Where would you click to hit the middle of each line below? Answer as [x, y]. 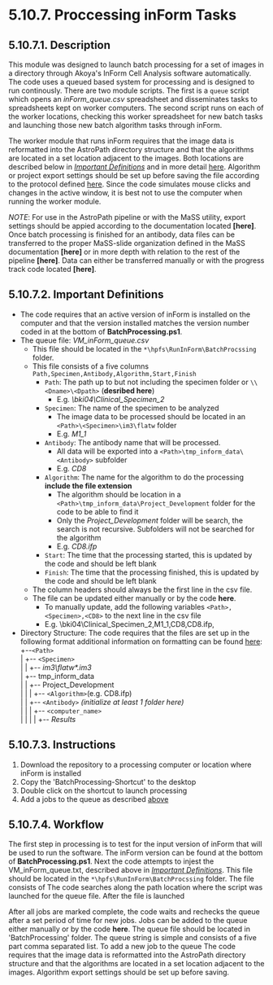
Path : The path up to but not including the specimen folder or [147, 382]
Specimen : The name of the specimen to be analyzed [132, 408]
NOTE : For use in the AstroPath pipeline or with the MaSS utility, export [127, 217]
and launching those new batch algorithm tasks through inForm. [115, 125]
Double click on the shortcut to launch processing [104, 790]
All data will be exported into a [107, 451]
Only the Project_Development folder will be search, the [150, 520]
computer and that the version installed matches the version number [134, 322]
